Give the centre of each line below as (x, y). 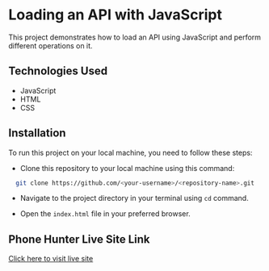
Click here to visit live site (51, 259)
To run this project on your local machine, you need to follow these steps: (130, 152)
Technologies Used (58, 71)
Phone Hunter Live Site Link (79, 239)
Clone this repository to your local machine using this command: (127, 168)
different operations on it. (50, 45)
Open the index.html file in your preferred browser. (105, 214)
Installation (37, 133)
